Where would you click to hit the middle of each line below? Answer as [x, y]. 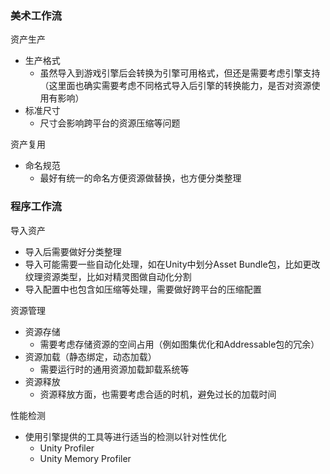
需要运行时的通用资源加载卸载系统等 [114, 369]
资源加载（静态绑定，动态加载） [90, 356]
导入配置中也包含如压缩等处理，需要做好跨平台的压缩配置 [143, 289]
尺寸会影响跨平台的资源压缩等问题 [110, 123]
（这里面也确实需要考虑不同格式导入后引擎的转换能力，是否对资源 [175, 86]
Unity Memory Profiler [85, 458]
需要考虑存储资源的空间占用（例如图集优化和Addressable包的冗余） [179, 344]
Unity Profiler [67, 448]
